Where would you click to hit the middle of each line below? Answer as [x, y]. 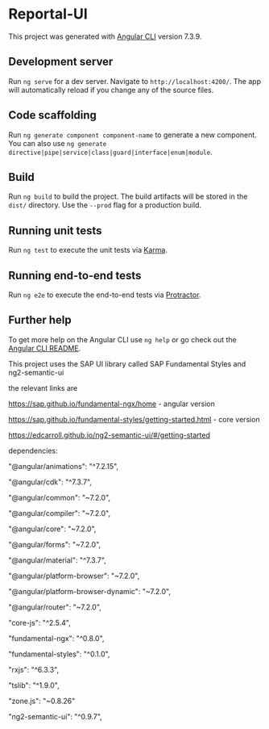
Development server [61, 62]
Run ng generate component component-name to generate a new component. [133, 135]
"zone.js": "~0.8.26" [42, 701]
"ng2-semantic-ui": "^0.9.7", [55, 716]
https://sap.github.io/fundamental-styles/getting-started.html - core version [134, 419]
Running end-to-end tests [75, 275]
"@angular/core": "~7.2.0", [52, 529]
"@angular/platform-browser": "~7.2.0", [74, 576]
